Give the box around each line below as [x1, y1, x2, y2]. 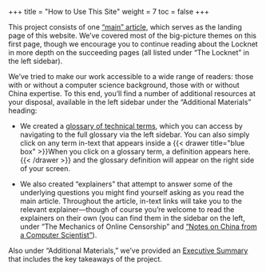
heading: [8, 106, 38, 115]
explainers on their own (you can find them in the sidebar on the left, [19, 214, 245, 222]
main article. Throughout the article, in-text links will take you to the [19, 196, 242, 206]
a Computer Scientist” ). [19, 230, 97, 239]
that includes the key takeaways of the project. [8, 254, 162, 263]
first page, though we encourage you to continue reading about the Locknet [8, 39, 258, 49]
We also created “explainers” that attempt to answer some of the [19, 179, 233, 189]
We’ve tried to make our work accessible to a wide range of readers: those [8, 72, 254, 81]
